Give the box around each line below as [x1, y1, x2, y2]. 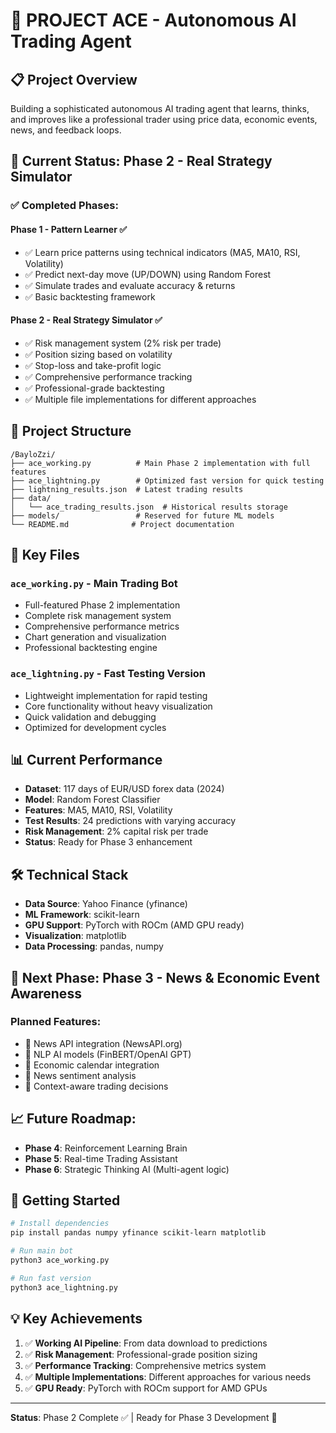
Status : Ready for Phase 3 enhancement [24, 836, 193, 848]
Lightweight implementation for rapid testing [24, 689, 208, 701]
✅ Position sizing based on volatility [24, 348, 173, 360]
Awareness [10, 985, 82, 1002]
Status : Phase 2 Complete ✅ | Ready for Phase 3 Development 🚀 [10, 1411, 278, 1423]
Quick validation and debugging [24, 710, 157, 723]
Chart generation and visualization [24, 631, 167, 643]
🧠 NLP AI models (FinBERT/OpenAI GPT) [24, 1048, 192, 1060]
